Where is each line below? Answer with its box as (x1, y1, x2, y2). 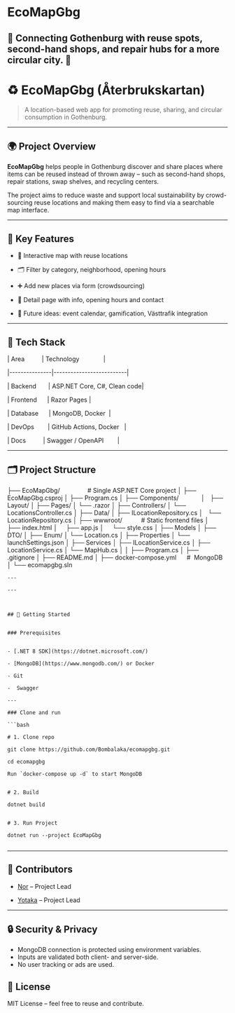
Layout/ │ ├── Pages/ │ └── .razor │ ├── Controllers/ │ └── (7, 501, 187, 509)
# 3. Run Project (7, 820, 58, 827)
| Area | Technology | (7, 355, 106, 363)
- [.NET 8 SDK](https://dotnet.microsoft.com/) (7, 648, 149, 655)
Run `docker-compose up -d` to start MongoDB (7, 770, 142, 777)
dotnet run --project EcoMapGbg (7, 831, 101, 838)
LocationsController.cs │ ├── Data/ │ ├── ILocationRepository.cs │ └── (7, 508, 222, 517)
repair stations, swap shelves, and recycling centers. (7, 177, 159, 186)
